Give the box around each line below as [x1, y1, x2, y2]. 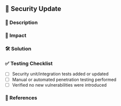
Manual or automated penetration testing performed [12, 77, 117, 82]
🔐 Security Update [5, 5, 62, 13]
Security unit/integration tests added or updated [12, 71, 109, 77]
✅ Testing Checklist [5, 60, 53, 67]
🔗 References [5, 94, 37, 101]
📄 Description [5, 19, 38, 26]
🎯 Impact [5, 32, 27, 39]
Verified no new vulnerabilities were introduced [12, 82, 107, 88]
